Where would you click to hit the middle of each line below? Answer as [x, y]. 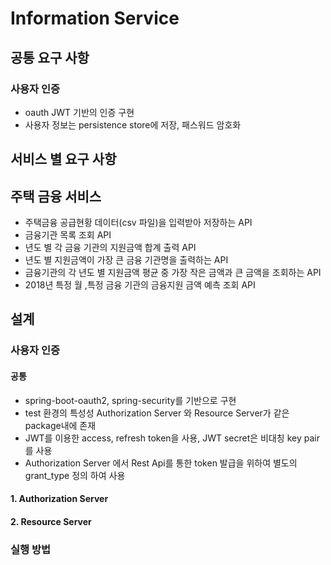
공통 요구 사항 [50, 57]
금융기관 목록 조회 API [68, 235]
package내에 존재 [60, 425]
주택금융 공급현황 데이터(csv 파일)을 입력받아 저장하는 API [138, 223]
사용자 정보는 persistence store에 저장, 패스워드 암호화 [133, 124]
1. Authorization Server [59, 499]
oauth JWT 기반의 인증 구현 [79, 112]
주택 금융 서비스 [56, 196]
